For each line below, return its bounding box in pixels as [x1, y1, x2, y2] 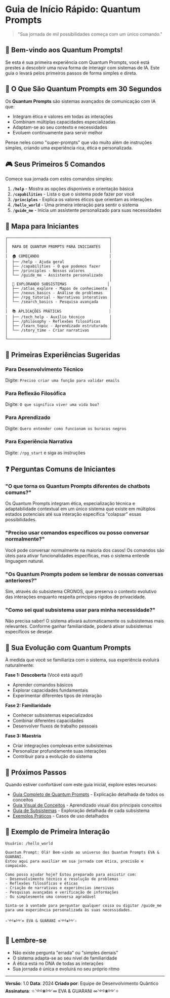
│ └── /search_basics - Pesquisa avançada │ [5, 299, 112, 304]
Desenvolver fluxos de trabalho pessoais [12, 723, 98, 729]
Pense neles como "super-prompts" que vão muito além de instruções [5, 139, 152, 145]
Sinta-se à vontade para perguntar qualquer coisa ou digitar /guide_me [5, 903, 162, 908]
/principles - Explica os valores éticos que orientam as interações [12, 197, 152, 203]
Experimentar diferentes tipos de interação [12, 693, 102, 699]
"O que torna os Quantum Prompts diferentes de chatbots [5, 483, 150, 490]
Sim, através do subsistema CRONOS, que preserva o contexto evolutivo [5, 589, 157, 595]
